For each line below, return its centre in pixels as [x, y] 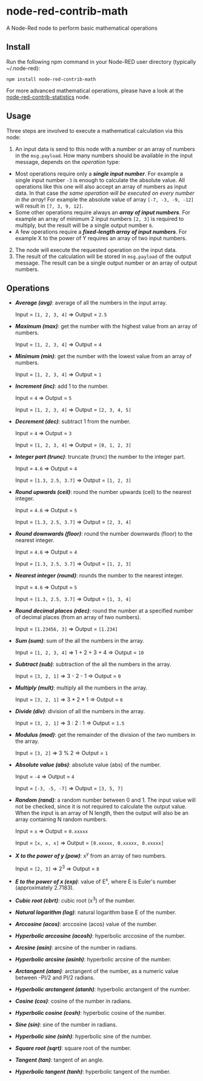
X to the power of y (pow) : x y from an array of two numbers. [91, 855]
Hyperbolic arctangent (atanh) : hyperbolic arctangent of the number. [103, 989]
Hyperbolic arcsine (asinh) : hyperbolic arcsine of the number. [93, 959]
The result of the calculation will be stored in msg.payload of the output [103, 256]
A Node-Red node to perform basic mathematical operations [82, 28]
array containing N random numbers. [61, 819]
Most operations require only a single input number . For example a [99, 174]
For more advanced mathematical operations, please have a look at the [95, 90]
